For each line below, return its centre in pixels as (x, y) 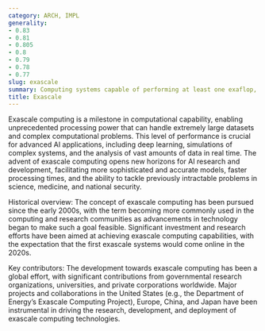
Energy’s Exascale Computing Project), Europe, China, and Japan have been (133, 302)
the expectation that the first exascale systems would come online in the (127, 244)
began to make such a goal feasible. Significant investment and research (127, 228)
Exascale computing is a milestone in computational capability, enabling (126, 119)
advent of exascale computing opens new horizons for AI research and (124, 162)
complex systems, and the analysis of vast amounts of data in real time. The (132, 153)
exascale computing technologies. (64, 319)
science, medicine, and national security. (75, 187)
